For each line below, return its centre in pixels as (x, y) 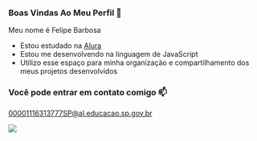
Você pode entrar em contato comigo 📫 (88, 93)
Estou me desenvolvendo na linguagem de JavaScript (109, 54)
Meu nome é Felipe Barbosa (55, 30)
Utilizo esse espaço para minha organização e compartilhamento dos (135, 62)
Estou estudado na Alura (61, 46)
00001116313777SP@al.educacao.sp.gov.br (80, 113)
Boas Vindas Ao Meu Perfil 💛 (65, 13)
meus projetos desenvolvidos (69, 71)
